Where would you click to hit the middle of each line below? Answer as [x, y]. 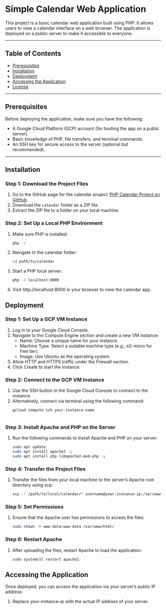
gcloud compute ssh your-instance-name [53, 410]
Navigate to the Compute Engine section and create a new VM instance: [85, 335]
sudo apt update [29, 447]
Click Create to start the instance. [46, 367]
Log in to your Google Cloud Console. [50, 330]
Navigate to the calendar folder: [45, 252]
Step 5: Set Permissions [34, 507]
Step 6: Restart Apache [34, 540]
